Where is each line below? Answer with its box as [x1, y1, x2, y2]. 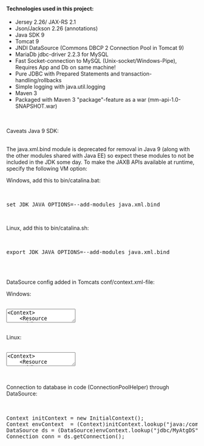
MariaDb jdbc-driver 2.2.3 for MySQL [15, 51, 109, 58]
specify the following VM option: [6, 165, 88, 172]
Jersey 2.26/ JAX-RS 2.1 [15, 18, 76, 26]
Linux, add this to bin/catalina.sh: [6, 224, 89, 232]
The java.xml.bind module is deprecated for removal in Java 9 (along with [6, 146, 190, 153]
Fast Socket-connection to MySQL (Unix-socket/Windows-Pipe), [15, 57, 177, 65]
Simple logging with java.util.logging [15, 83, 106, 91]
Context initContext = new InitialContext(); [6, 415, 144, 422]
